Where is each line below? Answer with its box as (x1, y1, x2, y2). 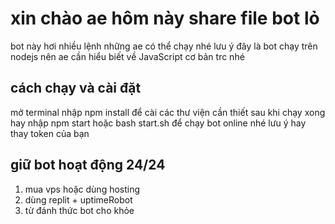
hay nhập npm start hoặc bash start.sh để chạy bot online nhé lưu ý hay (10, 117, 307, 129)
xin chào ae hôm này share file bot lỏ (10, 7, 320, 30)
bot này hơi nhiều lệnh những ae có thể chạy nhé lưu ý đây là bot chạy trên (10, 40, 318, 52)
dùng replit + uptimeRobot (24, 193, 133, 206)
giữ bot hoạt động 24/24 (10, 157, 166, 174)
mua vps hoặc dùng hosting (24, 183, 141, 195)
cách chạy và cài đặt (10, 80, 142, 97)
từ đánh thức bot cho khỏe (24, 204, 135, 216)
